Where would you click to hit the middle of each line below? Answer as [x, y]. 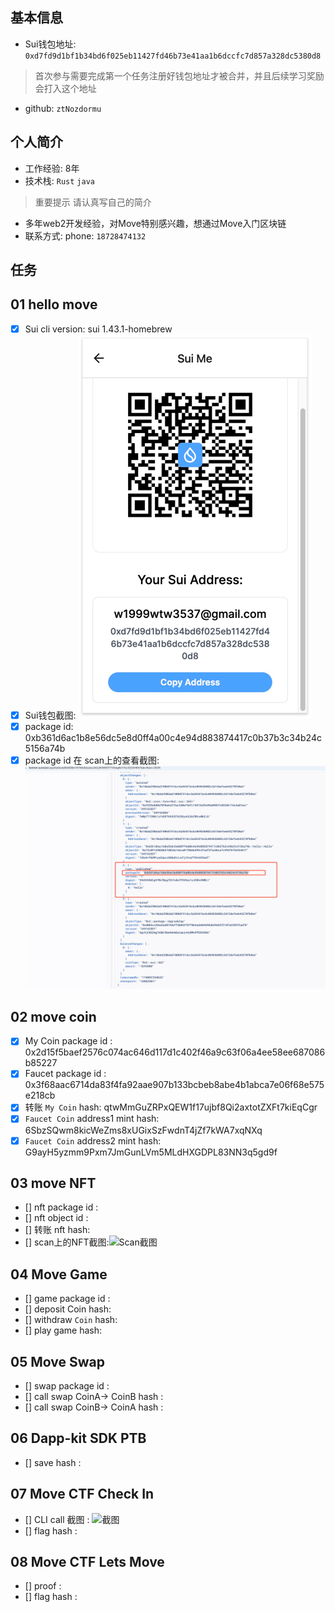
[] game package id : [67, 1299]
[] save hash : [53, 1462]
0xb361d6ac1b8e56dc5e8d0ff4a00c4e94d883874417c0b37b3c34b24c [173, 738]
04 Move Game [59, 1274]
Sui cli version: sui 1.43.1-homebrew [98, 329]
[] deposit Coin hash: [68, 1309]
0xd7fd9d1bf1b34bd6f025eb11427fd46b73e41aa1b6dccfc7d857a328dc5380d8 [173, 56]
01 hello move [54, 304]
